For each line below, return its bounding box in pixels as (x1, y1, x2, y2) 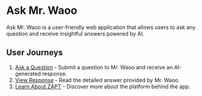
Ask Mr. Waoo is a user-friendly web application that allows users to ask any (6, 24, 196, 31)
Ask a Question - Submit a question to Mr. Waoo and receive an (14, 63, 173, 71)
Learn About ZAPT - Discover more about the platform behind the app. (14, 83, 191, 90)
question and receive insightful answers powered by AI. (6, 30, 145, 37)
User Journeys (6, 48, 63, 58)
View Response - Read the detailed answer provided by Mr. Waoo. (14, 76, 180, 83)
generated (14, 70, 41, 77)
